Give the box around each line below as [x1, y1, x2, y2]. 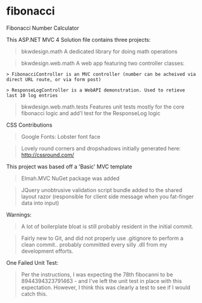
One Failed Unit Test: [6, 259, 59, 266]
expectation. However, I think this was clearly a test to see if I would [21, 284, 191, 291]
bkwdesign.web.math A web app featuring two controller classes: [21, 59, 185, 67]
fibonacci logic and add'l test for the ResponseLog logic [21, 109, 161, 116]
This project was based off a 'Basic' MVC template [6, 162, 132, 170]
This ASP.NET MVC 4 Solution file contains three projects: [6, 36, 151, 43]
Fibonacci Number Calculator [6, 24, 80, 32]
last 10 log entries [6, 92, 59, 98]
